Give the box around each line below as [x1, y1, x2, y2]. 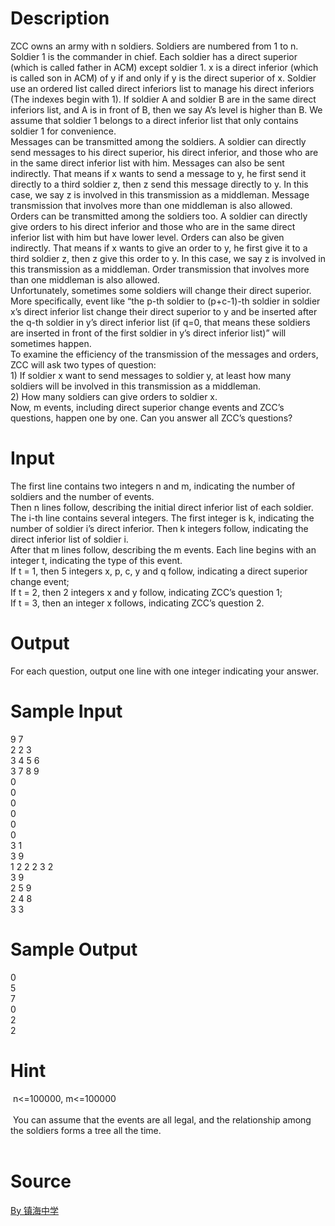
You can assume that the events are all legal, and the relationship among [12, 1113, 312, 1126]
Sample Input [10, 700, 123, 722]
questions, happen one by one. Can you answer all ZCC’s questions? [10, 412, 293, 424]
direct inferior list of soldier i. [10, 533, 129, 545]
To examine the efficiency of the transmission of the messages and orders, [10, 348, 319, 360]
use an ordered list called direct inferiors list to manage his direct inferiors [10, 82, 315, 94]
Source [10, 1170, 72, 1192]
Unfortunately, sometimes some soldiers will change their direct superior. [10, 284, 312, 296]
